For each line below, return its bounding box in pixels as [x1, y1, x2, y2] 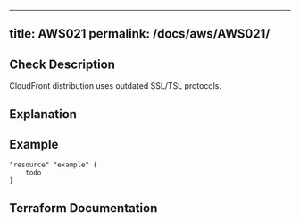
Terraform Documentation [9, 201, 158, 216]
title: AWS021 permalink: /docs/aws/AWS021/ [9, 26, 271, 41]
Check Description [9, 56, 116, 72]
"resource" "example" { [9, 160, 98, 170]
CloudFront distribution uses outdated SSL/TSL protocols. [9, 81, 221, 91]
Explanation [9, 107, 78, 122]
